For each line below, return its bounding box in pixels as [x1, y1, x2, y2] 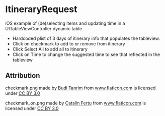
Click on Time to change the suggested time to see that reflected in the [12, 51, 160, 57]
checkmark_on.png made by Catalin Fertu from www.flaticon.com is [5, 100, 146, 106]
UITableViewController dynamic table [5, 25, 82, 31]
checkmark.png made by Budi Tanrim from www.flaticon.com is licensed [5, 85, 156, 91]
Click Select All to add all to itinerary [12, 46, 88, 52]
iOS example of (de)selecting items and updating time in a [5, 20, 125, 26]
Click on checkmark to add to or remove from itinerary [12, 40, 125, 46]
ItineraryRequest [5, 4, 77, 15]
